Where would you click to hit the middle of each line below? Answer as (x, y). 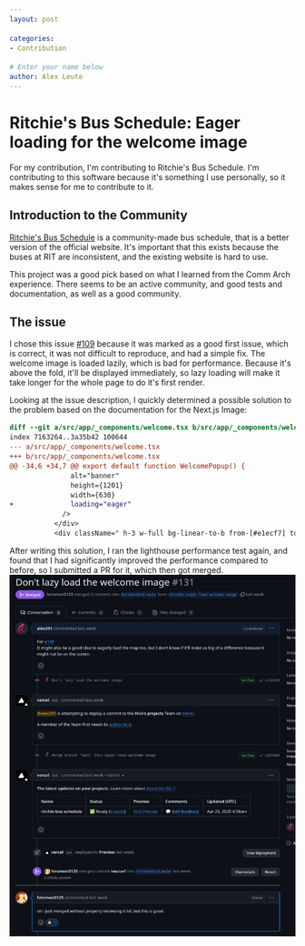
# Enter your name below (56, 67)
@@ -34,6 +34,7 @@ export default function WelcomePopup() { (128, 466)
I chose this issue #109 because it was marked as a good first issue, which (149, 344)
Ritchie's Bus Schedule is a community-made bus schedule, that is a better (149, 237)
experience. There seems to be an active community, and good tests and (146, 284)
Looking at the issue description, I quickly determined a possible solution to (151, 400)
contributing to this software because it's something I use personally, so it (148, 176)
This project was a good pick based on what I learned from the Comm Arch (150, 274)
